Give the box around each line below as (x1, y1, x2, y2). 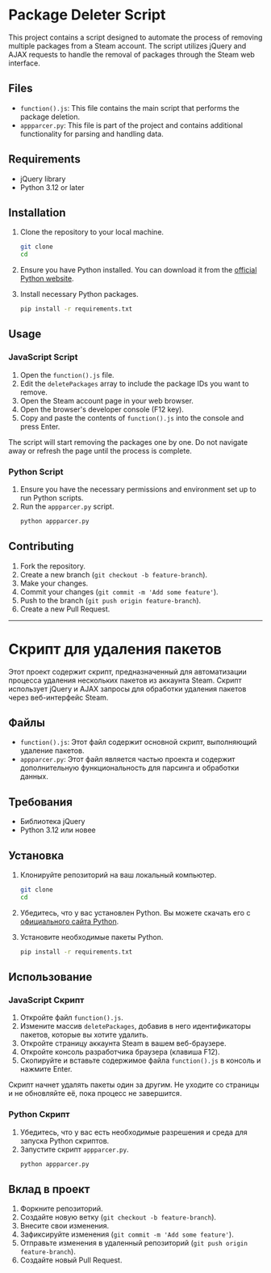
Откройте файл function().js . (19, 1013, 123, 1022)
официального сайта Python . (19, 916, 119, 926)
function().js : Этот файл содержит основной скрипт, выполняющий (19, 738, 257, 747)
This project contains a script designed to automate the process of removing (8, 32, 263, 42)
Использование (8, 971, 93, 984)
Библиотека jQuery (19, 817, 85, 827)
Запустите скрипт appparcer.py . (19, 1144, 129, 1154)
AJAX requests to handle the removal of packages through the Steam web (8, 49, 256, 59)
